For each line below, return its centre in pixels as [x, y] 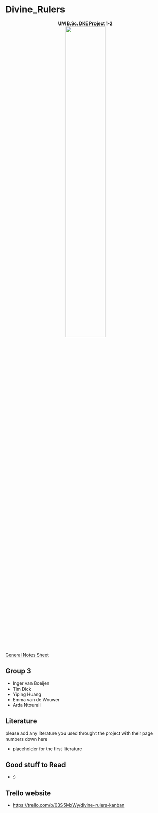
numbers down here [26, 739]
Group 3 [18, 671]
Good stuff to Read [36, 764]
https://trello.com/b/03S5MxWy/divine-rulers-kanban [69, 805]
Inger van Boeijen [31, 683]
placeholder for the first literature [47, 749]
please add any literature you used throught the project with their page [79, 733]
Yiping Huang [27, 694]
